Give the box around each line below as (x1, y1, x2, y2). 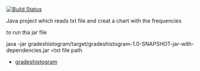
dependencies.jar (6, 47, 50, 54)
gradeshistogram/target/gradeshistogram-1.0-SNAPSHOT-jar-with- (28, 41, 194, 47)
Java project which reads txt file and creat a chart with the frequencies (6, 17, 182, 24)
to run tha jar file (6, 29, 47, 36)
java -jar (6, 41, 27, 47)
